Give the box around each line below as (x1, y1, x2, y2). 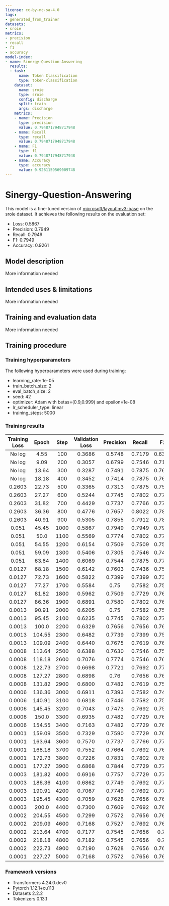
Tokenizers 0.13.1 (12, 896, 48, 902)
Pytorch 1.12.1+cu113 (12, 885, 54, 891)
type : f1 (18, 149, 37, 154)
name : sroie (18, 87, 44, 93)
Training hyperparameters (5, 356, 71, 364)
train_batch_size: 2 (12, 383, 52, 389)
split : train (18, 102, 46, 107)
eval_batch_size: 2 (12, 388, 51, 394)
